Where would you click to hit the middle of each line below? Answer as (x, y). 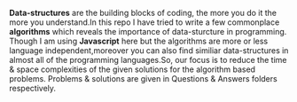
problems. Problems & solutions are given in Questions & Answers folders (143, 78)
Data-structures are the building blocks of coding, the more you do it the (143, 13)
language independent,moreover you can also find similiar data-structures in (149, 51)
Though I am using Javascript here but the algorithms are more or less (139, 41)
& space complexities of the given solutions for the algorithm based (132, 69)
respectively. (32, 88)
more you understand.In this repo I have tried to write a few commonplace (145, 22)
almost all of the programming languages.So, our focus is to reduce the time (148, 60)
